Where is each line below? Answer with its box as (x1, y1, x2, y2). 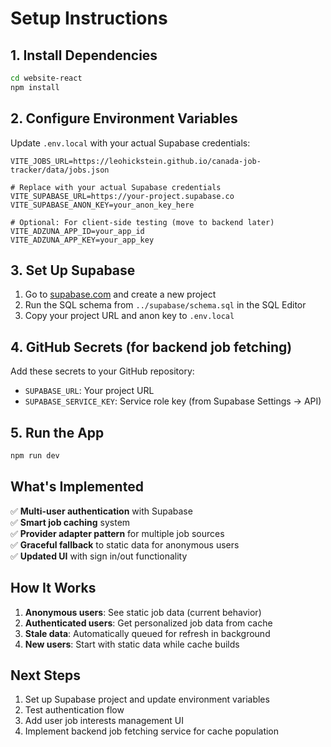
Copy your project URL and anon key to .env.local (24, 310, 235, 322)
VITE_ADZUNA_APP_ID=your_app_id (10, 226, 145, 236)
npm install (10, 82, 60, 92)
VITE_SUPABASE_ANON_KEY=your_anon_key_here (10, 200, 195, 210)
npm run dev (10, 451, 60, 461)
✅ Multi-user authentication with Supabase (10, 505, 193, 517)
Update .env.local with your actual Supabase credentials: (10, 137, 251, 149)
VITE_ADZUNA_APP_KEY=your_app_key (10, 235, 155, 245)
